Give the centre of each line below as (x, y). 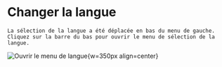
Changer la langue (62, 12)
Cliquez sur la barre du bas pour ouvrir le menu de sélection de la (111, 37)
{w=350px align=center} (123, 56)
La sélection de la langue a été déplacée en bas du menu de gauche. (111, 31)
